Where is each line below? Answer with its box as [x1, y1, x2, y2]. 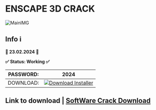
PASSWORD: [8, 71, 39, 78]
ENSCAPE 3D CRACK [5, 3, 95, 15]
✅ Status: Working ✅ [5, 59, 50, 65]
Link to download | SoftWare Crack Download [5, 96, 151, 105]
